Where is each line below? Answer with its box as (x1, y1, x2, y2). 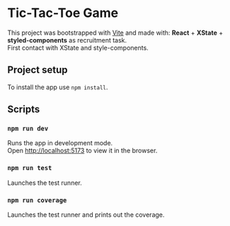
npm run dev (7, 125, 49, 132)
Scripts (7, 103, 40, 115)
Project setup (7, 64, 69, 76)
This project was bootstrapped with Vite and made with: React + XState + (7, 28, 224, 37)
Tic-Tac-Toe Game (7, 5, 119, 21)
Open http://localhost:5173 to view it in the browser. (7, 147, 158, 155)
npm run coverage (7, 196, 67, 204)
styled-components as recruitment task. (7, 35, 127, 44)
